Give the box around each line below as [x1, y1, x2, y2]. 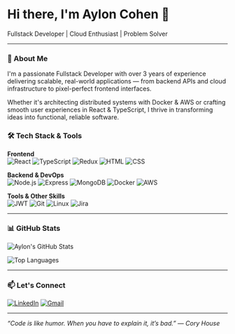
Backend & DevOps [7, 171, 64, 179]
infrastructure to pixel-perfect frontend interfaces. [7, 84, 152, 93]
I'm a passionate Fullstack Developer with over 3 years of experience [7, 69, 206, 78]
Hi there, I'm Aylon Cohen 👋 [7, 6, 170, 22]
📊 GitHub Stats [7, 224, 61, 234]
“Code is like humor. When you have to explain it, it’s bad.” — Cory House [7, 319, 220, 328]
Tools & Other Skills [7, 192, 65, 200]
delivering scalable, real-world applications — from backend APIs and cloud [7, 77, 226, 86]
